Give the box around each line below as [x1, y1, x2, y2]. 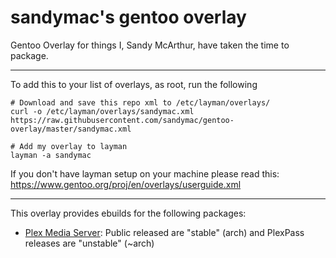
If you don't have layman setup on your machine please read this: [10, 167, 280, 180]
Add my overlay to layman [19, 141, 128, 151]
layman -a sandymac [10, 150, 92, 160]
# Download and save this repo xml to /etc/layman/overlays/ [10, 97, 271, 108]
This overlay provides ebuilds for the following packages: [10, 207, 247, 219]
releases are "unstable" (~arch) [24, 237, 155, 249]
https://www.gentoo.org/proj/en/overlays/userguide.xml [10, 178, 242, 190]
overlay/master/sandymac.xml [10, 124, 132, 134]
